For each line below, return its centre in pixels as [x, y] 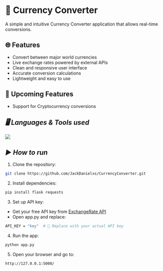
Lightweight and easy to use [41, 78]
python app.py [20, 244]
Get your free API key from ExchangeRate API [59, 211]
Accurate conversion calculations [47, 73]
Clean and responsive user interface [50, 67]
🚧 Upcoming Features [39, 94]
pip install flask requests [34, 192]
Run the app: [25, 235]
